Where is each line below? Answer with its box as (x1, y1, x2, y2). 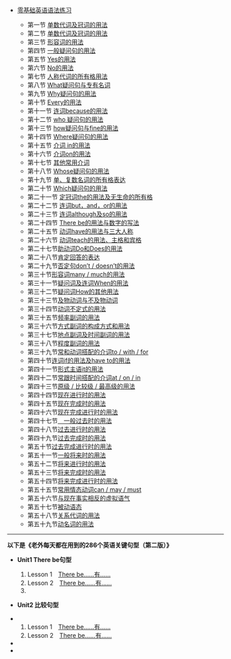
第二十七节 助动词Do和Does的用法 (27, 244, 123, 253)
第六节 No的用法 (27, 64, 74, 72)
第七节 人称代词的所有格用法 (27, 72, 108, 81)
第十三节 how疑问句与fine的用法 (27, 124, 119, 132)
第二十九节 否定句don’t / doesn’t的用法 (27, 262, 135, 270)
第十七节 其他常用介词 (27, 158, 90, 167)
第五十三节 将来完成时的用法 (27, 468, 107, 477)
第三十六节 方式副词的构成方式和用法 (27, 322, 131, 330)
